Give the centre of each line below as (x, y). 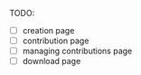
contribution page (56, 41)
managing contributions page (77, 51)
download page (52, 61)
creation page (48, 30)
